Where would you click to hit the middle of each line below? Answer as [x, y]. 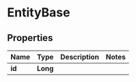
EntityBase [39, 13]
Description [80, 57]
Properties [30, 38]
